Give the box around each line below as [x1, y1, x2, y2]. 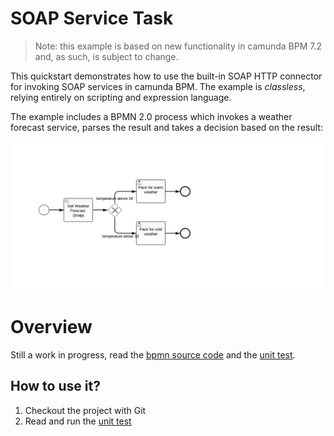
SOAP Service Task [10, 7, 174, 30]
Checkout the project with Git [24, 404, 147, 416]
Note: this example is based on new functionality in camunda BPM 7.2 [34, 40, 322, 52]
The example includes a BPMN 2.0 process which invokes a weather [10, 110, 293, 122]
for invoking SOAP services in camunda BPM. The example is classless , [10, 80, 306, 92]
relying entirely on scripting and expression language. [10, 91, 232, 103]
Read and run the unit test [24, 415, 132, 427]
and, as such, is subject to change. [34, 50, 179, 62]
